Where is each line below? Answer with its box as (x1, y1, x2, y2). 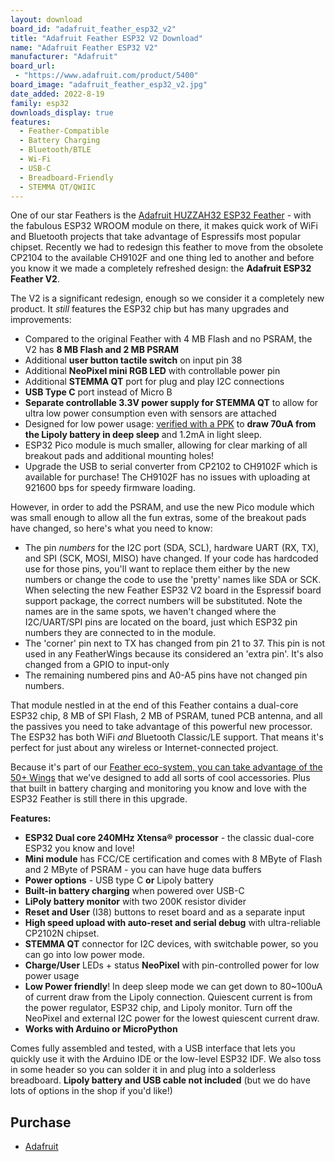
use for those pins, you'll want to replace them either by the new (24, 563, 291, 575)
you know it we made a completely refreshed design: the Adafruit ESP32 (10, 262, 312, 275)
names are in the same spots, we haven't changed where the (24, 606, 277, 618)
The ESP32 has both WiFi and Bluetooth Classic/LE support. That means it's (10, 731, 324, 743)
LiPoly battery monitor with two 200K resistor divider (24, 896, 247, 908)
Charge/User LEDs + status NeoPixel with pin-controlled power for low (24, 959, 320, 971)
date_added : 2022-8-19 (10, 89, 105, 99)
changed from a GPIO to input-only (24, 659, 170, 671)
